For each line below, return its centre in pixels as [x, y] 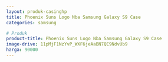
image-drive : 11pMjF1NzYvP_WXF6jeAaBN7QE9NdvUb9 [67, 44]
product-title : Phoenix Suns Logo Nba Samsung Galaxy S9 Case [84, 39]
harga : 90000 [22, 50]
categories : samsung [32, 22]
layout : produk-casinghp [37, 12]
